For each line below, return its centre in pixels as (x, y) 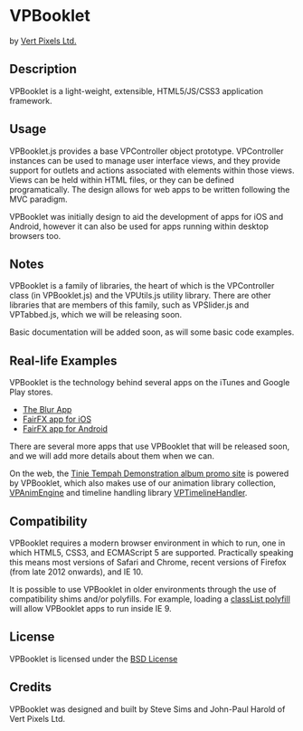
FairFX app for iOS (57, 419)
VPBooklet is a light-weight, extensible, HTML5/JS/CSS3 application (137, 90)
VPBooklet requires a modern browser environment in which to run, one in (147, 543)
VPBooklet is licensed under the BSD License (94, 659)
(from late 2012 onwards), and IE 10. (76, 572)
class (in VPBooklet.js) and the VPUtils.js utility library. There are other (140, 296)
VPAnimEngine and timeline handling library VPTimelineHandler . (128, 493)
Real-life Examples (63, 361)
